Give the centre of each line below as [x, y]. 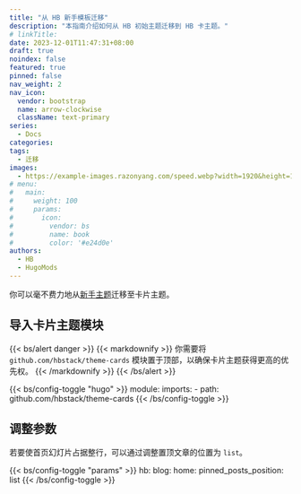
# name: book [50, 234]
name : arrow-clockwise [60, 109]
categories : [31, 143]
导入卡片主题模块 [56, 325]
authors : [26, 251]
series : [24, 126]
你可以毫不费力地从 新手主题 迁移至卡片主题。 [92, 294]
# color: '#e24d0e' [62, 243]
